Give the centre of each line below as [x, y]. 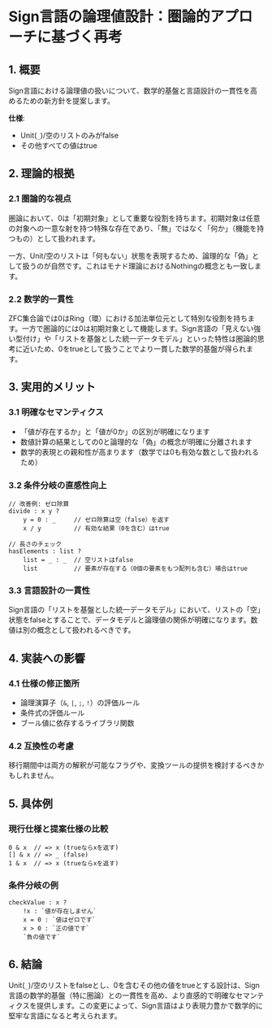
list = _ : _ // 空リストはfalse [78, 560]
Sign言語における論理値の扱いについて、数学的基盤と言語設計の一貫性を [130, 91]
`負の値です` [42, 937]
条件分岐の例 [34, 885]
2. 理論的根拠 [41, 174]
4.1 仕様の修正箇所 [44, 683]
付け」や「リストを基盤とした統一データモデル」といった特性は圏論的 [140, 338]
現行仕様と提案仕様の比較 [58, 829]
